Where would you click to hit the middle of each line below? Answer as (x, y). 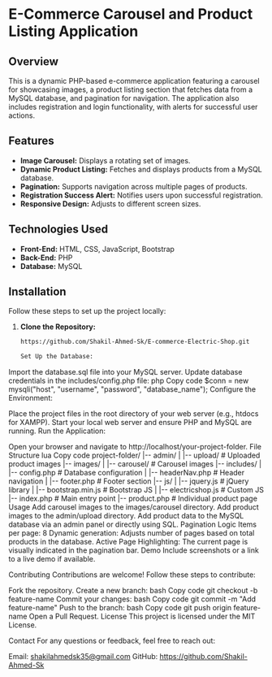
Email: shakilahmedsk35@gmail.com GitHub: (83, 657)
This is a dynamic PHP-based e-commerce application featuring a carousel (134, 81)
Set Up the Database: (56, 357)
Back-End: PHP (46, 258)
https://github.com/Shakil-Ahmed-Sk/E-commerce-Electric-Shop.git (135, 342)
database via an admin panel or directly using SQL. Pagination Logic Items (133, 524)
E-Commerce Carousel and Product (131, 14)
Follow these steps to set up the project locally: (87, 311)
